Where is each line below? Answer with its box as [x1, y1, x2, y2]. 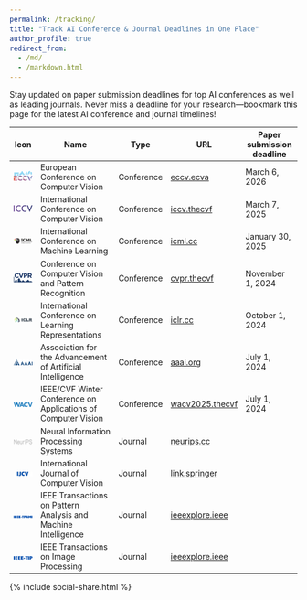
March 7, [245, 198, 280, 209]
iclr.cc [170, 315, 194, 326]
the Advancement [39, 352, 108, 362]
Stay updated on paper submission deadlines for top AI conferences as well [9, 90, 295, 100]
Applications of [39, 403, 98, 414]
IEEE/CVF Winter [39, 384, 103, 395]
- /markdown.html [17, 63, 84, 72]
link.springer [170, 467, 217, 478]
